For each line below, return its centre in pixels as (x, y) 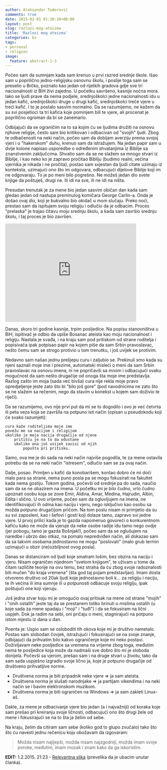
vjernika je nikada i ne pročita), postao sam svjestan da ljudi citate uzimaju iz (84, 164)
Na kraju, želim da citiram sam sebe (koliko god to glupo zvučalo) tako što (81, 727)
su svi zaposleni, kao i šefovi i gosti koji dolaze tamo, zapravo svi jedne (78, 515)
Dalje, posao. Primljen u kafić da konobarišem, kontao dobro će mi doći (78, 473)
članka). (13, 763)
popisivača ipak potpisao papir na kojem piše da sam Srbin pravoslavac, (79, 345)
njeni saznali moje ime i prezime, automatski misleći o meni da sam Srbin (80, 365)
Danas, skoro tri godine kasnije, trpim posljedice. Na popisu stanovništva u (82, 329)
